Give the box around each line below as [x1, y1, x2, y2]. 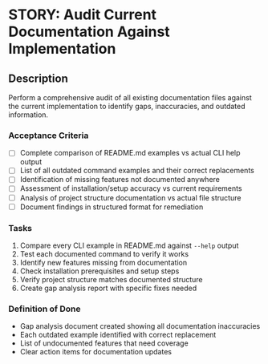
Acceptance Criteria [8, 130, 89, 141]
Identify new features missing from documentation [19, 257, 187, 267]
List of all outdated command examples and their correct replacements [19, 166, 254, 176]
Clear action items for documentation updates [19, 347, 173, 357]
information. [8, 110, 49, 119]
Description [8, 71, 68, 85]
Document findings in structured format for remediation [19, 202, 204, 212]
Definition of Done [8, 303, 81, 314]
